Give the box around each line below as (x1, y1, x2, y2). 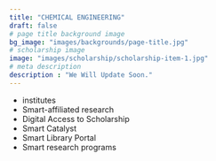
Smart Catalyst (21, 123, 77, 134)
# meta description (9, 63, 82, 72)
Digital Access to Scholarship (21, 113, 131, 124)
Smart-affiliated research (21, 103, 115, 115)
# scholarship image (9, 46, 86, 55)
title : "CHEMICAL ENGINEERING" (9, 12, 125, 22)
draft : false (9, 21, 58, 30)
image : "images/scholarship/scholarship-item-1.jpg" (9, 54, 209, 63)
